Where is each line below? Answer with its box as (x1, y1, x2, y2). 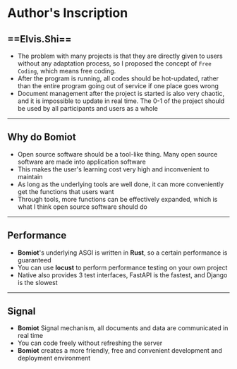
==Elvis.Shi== (7, 33, 72, 45)
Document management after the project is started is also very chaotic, (17, 90, 224, 97)
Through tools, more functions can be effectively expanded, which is (17, 195, 218, 203)
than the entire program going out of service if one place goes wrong (17, 82, 219, 90)
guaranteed (17, 255, 51, 264)
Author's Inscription (7, 5, 128, 21)
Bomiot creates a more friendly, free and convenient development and (17, 346, 222, 355)
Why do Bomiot (7, 131, 76, 143)
